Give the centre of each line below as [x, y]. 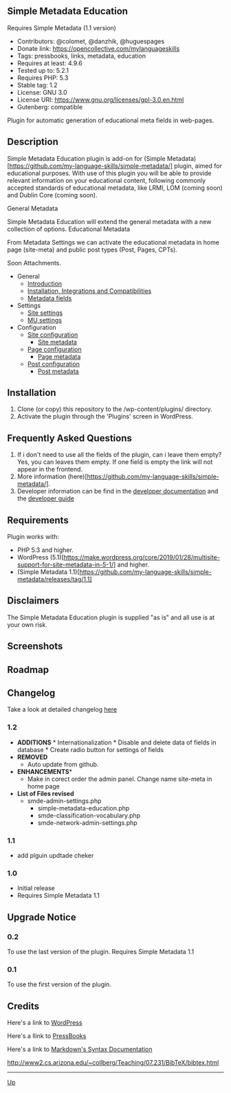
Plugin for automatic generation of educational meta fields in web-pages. [111, 120]
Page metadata [59, 356]
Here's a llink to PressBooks [47, 1036]
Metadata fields [49, 298]
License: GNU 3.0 [42, 92]
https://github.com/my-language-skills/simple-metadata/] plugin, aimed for [115, 166]
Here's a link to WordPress [45, 1023]
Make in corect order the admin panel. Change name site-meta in [120, 779]
